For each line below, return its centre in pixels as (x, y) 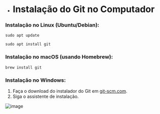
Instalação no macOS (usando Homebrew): (59, 57)
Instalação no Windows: (35, 80)
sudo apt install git (28, 44)
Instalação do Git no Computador (84, 9)
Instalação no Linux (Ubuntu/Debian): (52, 25)
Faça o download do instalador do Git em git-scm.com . (70, 91)
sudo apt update (22, 36)
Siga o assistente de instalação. (46, 96)
